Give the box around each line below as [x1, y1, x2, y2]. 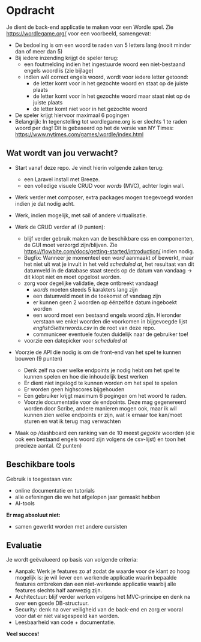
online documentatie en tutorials [14, 487, 95, 494]
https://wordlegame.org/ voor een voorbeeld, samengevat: [6, 29, 151, 37]
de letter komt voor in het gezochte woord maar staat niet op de [32, 92, 191, 100]
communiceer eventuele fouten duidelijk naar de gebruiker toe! [32, 331, 189, 338]
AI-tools [14, 499, 35, 507]
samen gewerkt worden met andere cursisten [14, 523, 128, 530]
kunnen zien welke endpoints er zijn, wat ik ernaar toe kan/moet [23, 411, 182, 418]
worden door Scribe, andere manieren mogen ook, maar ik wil [23, 404, 177, 412]
